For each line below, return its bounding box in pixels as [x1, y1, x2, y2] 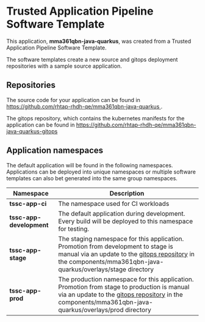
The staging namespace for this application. [57, 234, 184, 243]
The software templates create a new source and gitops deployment [6, 56, 178, 63]
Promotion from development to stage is [57, 242, 174, 251]
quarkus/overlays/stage [57, 265, 127, 273]
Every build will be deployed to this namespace [57, 217, 193, 225]
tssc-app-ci [9, 199, 47, 208]
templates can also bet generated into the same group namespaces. [6, 174, 178, 181]
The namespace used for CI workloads [57, 199, 170, 208]
